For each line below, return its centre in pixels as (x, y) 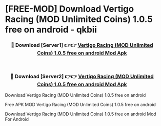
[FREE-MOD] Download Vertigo (70, 9)
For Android (17, 119)
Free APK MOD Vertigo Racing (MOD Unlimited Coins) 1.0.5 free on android (80, 104)
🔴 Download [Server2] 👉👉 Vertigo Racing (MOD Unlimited (82, 76)
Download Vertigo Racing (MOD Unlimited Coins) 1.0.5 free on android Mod (80, 114)
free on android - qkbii (51, 30)
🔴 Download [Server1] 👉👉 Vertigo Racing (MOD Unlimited (82, 45)
